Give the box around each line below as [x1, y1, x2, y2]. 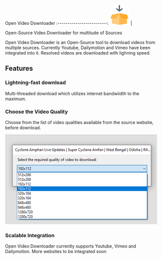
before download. [5, 125, 41, 130]
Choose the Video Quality [5, 108, 68, 115]
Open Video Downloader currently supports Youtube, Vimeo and [5, 243, 137, 249]
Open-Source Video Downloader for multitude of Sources [5, 30, 122, 36]
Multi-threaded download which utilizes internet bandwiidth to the [5, 90, 140, 96]
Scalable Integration [5, 232, 55, 239]
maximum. [5, 96, 26, 102]
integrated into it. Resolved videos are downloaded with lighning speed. [5, 50, 151, 56]
